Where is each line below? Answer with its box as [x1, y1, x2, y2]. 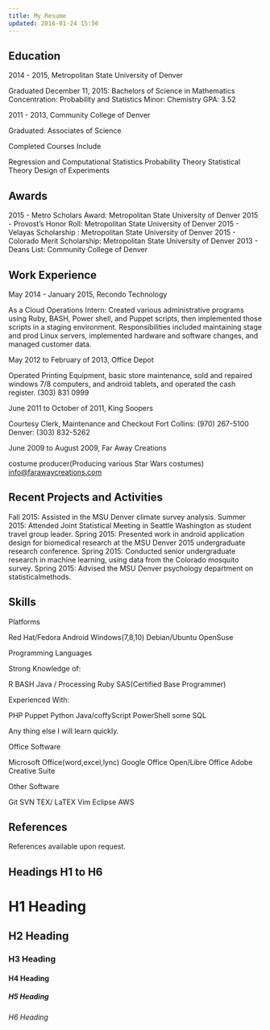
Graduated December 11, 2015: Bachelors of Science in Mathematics [8, 86, 235, 96]
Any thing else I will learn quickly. [8, 726, 119, 736]
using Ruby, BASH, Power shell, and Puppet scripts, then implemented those [8, 314, 262, 323]
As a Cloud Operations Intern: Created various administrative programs [8, 305, 244, 314]
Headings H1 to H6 [8, 865, 103, 878]
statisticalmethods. [8, 571, 72, 581]
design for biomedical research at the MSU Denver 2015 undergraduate [8, 538, 246, 547]
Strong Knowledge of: [8, 663, 81, 673]
